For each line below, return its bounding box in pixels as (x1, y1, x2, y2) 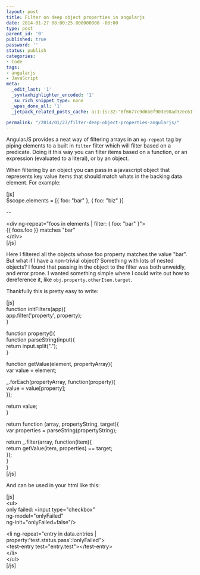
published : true (6, 36, 46, 42)
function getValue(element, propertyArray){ (6, 361, 113, 368)
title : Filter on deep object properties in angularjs (6, 14, 145, 20)
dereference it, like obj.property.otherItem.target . (6, 276, 133, 284)
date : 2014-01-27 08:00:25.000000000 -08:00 (6, 20, 118, 26)
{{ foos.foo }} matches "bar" (6, 226, 76, 233)
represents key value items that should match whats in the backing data (6, 173, 183, 180)
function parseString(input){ (6, 336, 76, 343)
